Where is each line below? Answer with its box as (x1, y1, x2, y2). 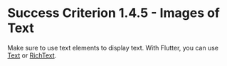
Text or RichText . (7, 51, 57, 60)
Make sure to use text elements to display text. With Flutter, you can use (7, 43, 219, 52)
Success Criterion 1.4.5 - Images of (7, 5, 221, 21)
